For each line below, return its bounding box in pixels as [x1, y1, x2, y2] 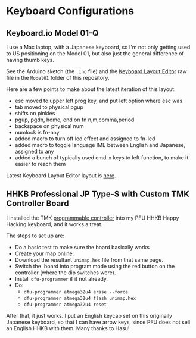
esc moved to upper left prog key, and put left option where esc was [14, 97, 183, 104]
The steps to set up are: [6, 232, 65, 239]
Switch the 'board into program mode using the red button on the [14, 262, 175, 270]
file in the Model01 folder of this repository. [6, 74, 110, 81]
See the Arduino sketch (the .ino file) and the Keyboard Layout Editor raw [6, 68, 188, 75]
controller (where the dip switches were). [14, 269, 116, 276]
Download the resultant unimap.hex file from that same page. [14, 256, 164, 263]
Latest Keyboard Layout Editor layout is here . [6, 172, 116, 179]
